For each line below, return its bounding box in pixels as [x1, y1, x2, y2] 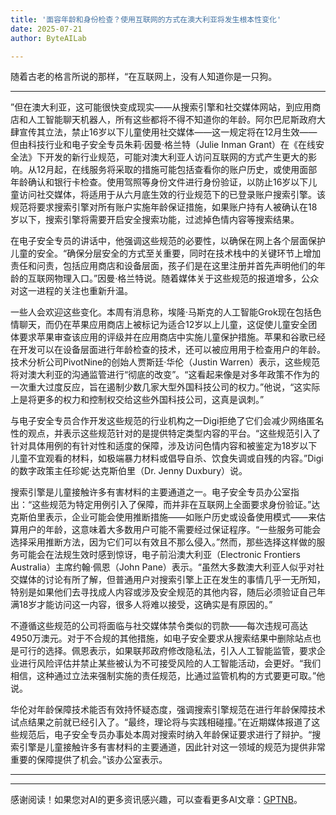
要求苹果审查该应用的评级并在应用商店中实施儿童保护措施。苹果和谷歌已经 [18, 331, 326, 343]
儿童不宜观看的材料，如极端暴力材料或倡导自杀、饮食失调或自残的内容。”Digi [10, 452, 324, 465]
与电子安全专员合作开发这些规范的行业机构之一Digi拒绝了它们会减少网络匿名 [10, 415, 325, 427]
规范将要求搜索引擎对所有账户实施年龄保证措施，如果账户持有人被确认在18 [10, 201, 318, 213]
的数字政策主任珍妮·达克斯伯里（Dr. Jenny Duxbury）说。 [10, 465, 248, 477]
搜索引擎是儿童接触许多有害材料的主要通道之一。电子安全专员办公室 [10, 486, 291, 498]
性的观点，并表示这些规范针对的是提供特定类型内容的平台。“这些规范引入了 [10, 427, 322, 440]
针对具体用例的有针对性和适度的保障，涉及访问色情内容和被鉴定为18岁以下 [10, 440, 318, 452]
